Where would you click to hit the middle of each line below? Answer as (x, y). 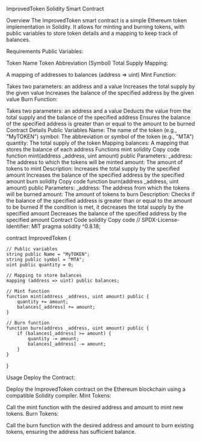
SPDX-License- (160, 220)
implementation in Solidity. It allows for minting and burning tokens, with (95, 27)
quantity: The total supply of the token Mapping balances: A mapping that (97, 143)
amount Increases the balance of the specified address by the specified (95, 175)
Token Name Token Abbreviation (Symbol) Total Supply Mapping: (87, 63)
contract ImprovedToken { (39, 238)
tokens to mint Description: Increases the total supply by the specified (93, 169)
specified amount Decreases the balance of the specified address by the (97, 213)
